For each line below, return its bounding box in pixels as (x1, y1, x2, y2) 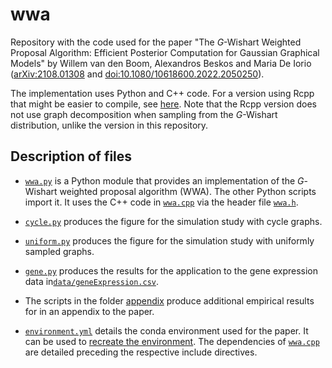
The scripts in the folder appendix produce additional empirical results (24, 294, 315, 307)
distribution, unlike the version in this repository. (10, 119, 209, 131)
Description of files (10, 148, 133, 165)
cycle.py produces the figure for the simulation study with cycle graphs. (24, 215, 323, 227)
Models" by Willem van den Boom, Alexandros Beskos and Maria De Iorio (10, 57, 312, 69)
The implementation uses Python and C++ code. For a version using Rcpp (10, 87, 315, 99)
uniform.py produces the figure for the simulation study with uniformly (24, 234, 315, 247)
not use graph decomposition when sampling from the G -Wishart (10, 108, 278, 120)
